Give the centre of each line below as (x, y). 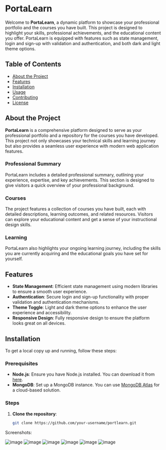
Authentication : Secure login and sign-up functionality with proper (81, 297)
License (20, 103)
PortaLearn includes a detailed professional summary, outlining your (75, 174)
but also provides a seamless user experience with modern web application (82, 146)
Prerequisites (21, 364)
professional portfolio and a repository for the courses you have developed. (82, 135)
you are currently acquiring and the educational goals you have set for (77, 254)
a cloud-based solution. (36, 390)
